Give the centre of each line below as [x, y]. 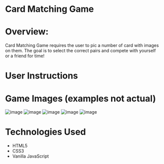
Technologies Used [46, 132]
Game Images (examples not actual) [81, 99]
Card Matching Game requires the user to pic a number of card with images [82, 45]
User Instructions [41, 76]
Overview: [27, 32]
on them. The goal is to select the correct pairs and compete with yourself [81, 51]
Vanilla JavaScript [31, 156]
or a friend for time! [25, 56]
